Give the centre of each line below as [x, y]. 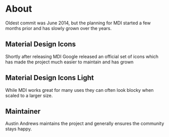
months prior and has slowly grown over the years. [59, 28]
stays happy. [19, 129]
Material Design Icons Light [50, 78]
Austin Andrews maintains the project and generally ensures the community [85, 124]
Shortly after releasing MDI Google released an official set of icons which [82, 56]
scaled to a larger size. [29, 95]
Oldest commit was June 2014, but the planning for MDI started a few [78, 23]
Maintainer [23, 111]
